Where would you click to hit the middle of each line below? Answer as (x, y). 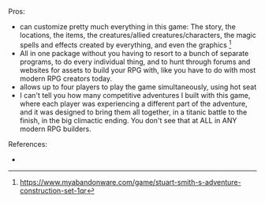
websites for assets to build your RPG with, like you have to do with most (138, 70)
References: (28, 144)
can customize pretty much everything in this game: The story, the (128, 26)
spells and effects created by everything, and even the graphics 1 (125, 44)
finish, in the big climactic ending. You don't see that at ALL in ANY (128, 120)
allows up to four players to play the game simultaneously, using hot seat (138, 87)
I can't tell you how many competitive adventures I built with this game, (135, 95)
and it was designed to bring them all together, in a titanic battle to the (133, 112)
